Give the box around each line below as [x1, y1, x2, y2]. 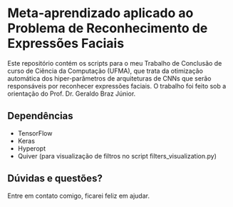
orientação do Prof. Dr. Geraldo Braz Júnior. [7, 89, 136, 98]
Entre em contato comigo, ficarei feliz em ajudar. [7, 191, 150, 200]
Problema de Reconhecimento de [7, 20, 208, 36]
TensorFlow [17, 128, 53, 137]
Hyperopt [17, 144, 46, 153]
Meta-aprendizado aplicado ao [7, 5, 194, 21]
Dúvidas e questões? [7, 173, 103, 185]
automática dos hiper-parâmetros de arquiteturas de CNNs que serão [7, 74, 212, 83]
